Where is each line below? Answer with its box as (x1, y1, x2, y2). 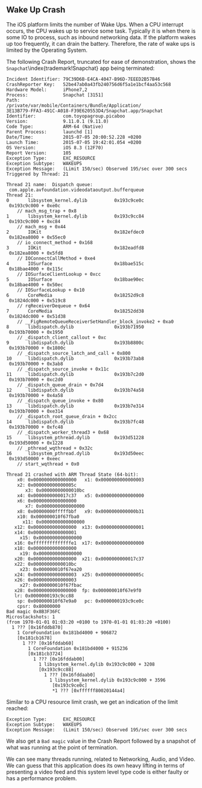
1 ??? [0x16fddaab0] (44, 672, 96, 678)
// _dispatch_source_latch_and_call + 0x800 (17, 350, 131, 356)
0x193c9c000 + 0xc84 (8, 218, 61, 225)
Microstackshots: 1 (6, 614, 55, 620)
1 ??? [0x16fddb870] (11, 624, 63, 630)
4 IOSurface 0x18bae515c (6, 260, 145, 267)
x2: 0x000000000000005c (17, 482, 77, 488)
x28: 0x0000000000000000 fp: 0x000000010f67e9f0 (14, 587, 142, 593)
